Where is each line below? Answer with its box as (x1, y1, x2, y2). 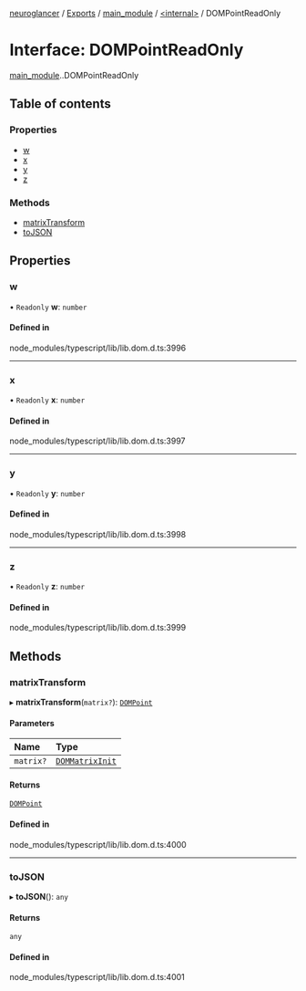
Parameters (9, 717, 55, 728)
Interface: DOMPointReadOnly (9, 40, 244, 60)
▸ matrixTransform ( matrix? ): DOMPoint (9, 697, 153, 707)
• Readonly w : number (9, 301, 87, 312)
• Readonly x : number (9, 394, 86, 405)
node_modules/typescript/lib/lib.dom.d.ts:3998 (9, 528, 187, 539)
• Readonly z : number (9, 581, 85, 592)
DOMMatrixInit (56, 756, 117, 767)
